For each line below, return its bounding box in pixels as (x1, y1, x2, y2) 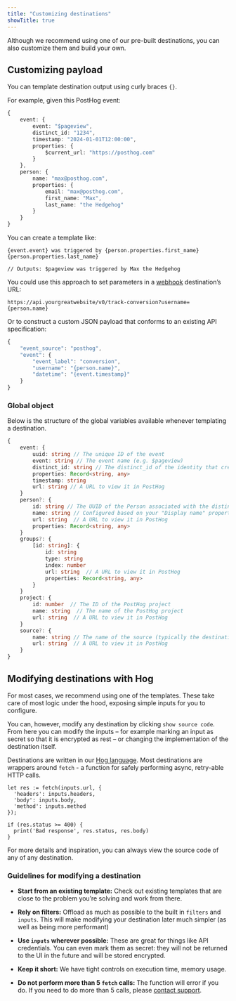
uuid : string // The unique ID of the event (32, 451, 165, 458)
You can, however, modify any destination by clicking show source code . (7, 719, 216, 728)
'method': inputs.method (13, 802, 86, 810)
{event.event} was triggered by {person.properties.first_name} (7, 247, 199, 254)
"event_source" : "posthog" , (20, 345, 102, 352)
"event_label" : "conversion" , (32, 358, 121, 365)
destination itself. (7, 742, 57, 750)
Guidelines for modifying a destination (7, 870, 141, 880)
